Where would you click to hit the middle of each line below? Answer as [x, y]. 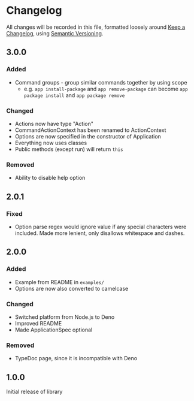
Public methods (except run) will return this [69, 149]
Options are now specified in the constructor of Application [88, 136]
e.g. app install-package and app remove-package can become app [106, 89]
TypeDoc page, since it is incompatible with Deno [76, 358]
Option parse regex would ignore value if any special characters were [101, 227]
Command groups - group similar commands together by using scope [101, 82]
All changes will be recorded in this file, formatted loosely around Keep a [96, 27]
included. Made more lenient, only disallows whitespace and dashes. [100, 233]
